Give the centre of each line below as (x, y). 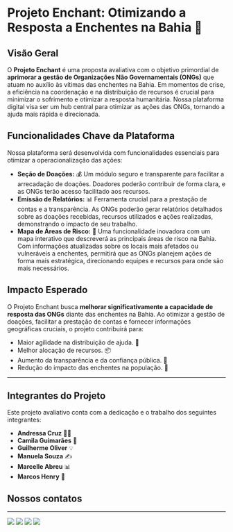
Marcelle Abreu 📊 (44, 467)
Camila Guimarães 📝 (47, 441)
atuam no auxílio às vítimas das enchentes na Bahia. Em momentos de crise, (116, 84)
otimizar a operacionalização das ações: (65, 160)
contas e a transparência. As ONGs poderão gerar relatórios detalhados (120, 209)
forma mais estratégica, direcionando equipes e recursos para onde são (120, 260)
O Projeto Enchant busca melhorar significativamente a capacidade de (110, 306)
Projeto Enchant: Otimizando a (97, 13)
